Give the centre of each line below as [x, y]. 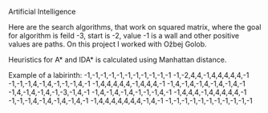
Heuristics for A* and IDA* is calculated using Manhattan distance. [118, 60]
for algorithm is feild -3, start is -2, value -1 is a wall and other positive [124, 36]
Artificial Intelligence [42, 12]
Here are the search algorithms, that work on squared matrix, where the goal [135, 27]
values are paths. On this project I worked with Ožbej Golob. [108, 44]
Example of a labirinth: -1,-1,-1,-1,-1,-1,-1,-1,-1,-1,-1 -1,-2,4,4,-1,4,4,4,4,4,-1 [129, 75]
